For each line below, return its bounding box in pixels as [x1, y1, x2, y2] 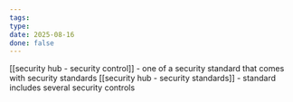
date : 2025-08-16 [9, 30, 75, 39]
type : [9, 22, 30, 31]
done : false [9, 38, 54, 48]
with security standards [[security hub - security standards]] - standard [9, 73, 277, 84]
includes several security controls [9, 82, 136, 93]
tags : [9, 13, 30, 23]
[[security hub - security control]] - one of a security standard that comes [9, 63, 285, 74]
